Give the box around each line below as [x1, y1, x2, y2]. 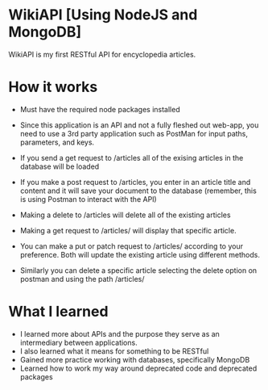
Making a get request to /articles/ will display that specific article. [19, 225, 237, 235]
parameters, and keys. [19, 137, 95, 147]
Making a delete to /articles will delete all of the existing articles [19, 210, 231, 220]
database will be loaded [19, 161, 100, 171]
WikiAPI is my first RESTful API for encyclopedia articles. [8, 49, 196, 59]
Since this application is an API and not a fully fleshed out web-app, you [19, 120, 259, 130]
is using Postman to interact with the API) [19, 194, 157, 203]
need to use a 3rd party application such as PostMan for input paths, [19, 128, 248, 138]
